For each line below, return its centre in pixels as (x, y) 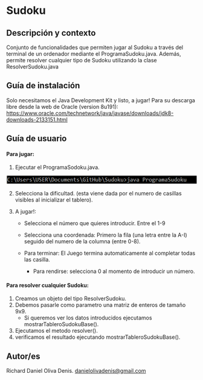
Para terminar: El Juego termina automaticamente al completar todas (110, 253)
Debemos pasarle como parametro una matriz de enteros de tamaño (100, 305)
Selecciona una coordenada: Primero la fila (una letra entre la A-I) (105, 235)
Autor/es (23, 356)
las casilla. (37, 260)
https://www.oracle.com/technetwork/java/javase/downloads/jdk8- (90, 113)
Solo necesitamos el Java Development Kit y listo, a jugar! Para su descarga (101, 100)
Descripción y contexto (51, 33)
